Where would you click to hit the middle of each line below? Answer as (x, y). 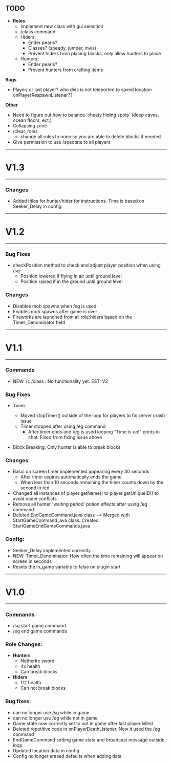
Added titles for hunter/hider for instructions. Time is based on (79, 201)
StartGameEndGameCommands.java (51, 526)
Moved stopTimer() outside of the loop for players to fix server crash (93, 416)
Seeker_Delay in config (37, 206)
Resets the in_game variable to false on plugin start (67, 566)
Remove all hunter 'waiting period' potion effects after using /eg (80, 504)
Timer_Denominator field (39, 322)
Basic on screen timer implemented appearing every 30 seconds (81, 472)
